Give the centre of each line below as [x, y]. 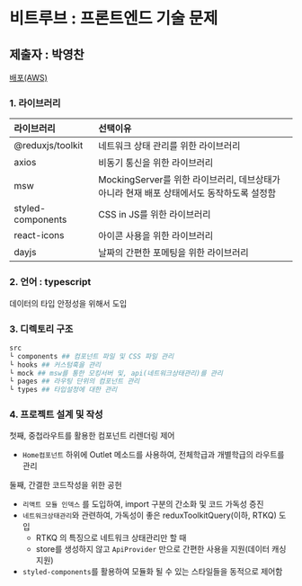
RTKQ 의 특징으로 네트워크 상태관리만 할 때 [111, 538]
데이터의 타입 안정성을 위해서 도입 [68, 303]
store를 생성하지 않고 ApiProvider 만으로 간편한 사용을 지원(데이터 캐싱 [161, 549]
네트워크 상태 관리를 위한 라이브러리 [169, 146]
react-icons [39, 235]
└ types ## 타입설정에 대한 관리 [63, 390]
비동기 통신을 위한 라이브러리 [156, 163]
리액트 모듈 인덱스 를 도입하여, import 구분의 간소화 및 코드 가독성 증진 [143, 504]
